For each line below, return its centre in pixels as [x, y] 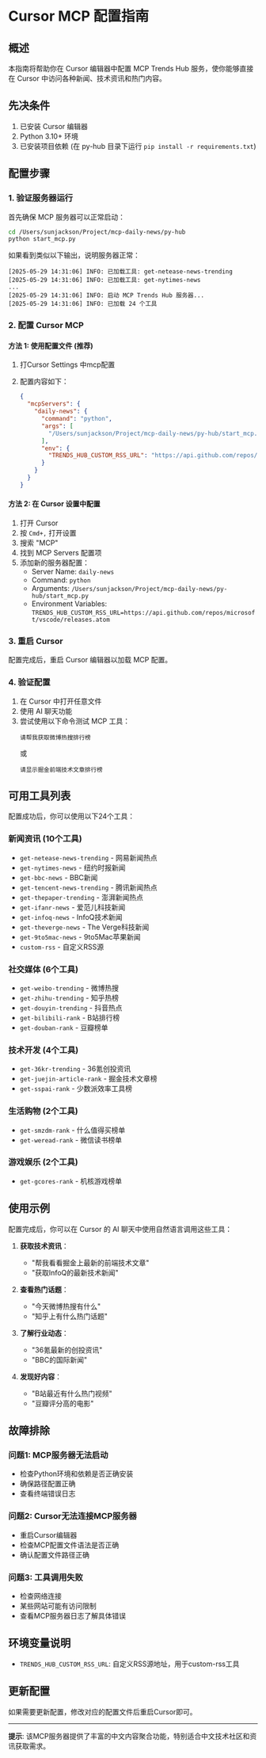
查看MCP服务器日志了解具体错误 [73, 1615]
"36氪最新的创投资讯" [67, 1350]
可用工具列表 [40, 796]
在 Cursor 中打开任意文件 [61, 701]
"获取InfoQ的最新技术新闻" [75, 1272]
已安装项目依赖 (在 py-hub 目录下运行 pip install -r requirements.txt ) [138, 146]
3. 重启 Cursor [36, 641]
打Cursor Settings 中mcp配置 [67, 364]
